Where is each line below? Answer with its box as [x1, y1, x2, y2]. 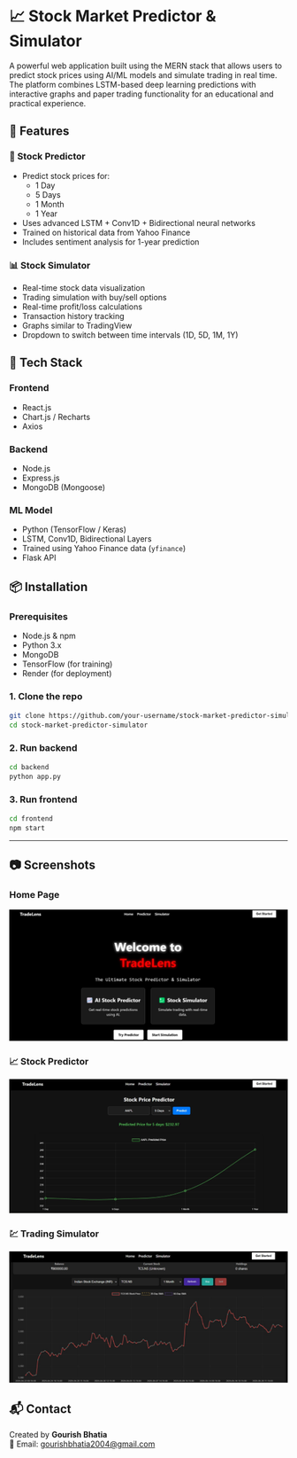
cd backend [9, 763, 49, 772]
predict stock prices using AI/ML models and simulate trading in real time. [9, 69, 278, 80]
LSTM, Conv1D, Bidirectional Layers [21, 534, 152, 544]
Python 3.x [21, 639, 62, 651]
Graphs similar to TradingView [21, 320, 133, 331]
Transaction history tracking [21, 310, 126, 321]
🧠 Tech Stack [9, 355, 83, 370]
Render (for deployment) [21, 667, 112, 678]
